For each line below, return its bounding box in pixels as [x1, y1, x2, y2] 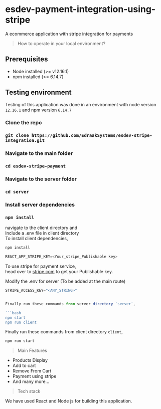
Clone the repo [5, 119, 42, 126]
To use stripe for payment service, [5, 263, 76, 269]
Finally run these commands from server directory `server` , [5, 301, 136, 306]
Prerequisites [5, 55, 48, 64]
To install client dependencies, [5, 236, 69, 242]
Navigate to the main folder [5, 150, 73, 157]
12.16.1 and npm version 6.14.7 [5, 107, 72, 113]
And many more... [12, 378, 50, 384]
